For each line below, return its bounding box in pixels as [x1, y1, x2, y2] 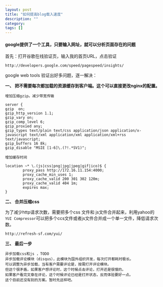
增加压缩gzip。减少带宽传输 [5, 94, 54, 99]
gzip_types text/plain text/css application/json [5, 128, 109, 133]
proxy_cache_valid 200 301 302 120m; [23, 177, 100, 181]
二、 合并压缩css [5, 199, 40, 205]
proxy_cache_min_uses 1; [23, 172, 74, 178]
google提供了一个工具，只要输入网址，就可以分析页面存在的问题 [5, 41, 136, 47]
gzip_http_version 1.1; [5, 111, 54, 116]
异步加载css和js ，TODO [5, 251, 49, 256]
